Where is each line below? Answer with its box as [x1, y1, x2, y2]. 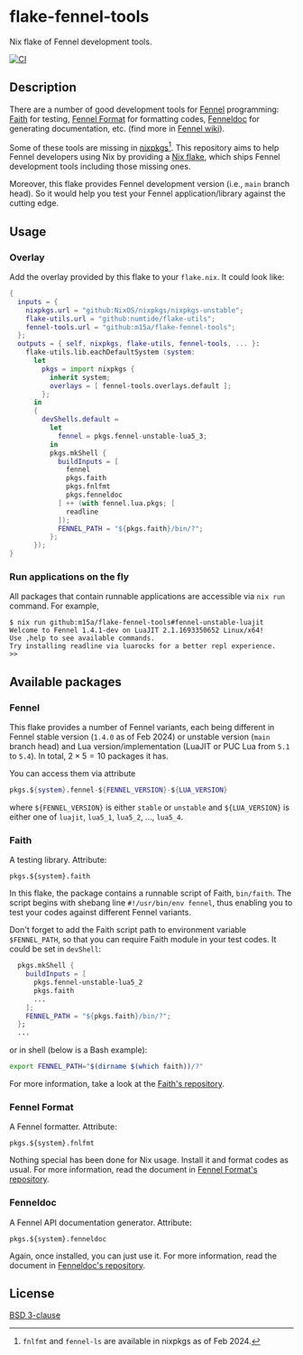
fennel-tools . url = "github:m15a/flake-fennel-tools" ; [25, 322, 236, 331]
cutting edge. [9, 198, 60, 209]
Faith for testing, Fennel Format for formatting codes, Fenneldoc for [9, 113, 260, 124]
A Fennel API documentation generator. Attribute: [9, 1217, 192, 1228]
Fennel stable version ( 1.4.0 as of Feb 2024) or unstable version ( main [9, 731, 271, 742]
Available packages [9, 674, 122, 690]
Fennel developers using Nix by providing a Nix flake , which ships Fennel [9, 152, 280, 162]
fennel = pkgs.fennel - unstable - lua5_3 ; [57, 432, 207, 441]
